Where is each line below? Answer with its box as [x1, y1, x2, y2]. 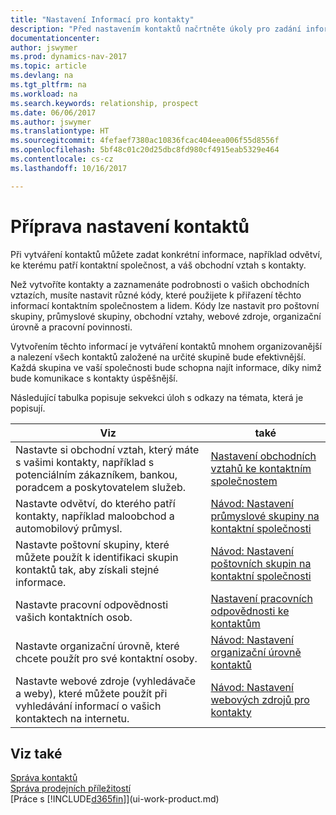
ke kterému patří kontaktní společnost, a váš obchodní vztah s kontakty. [10, 259, 307, 271]
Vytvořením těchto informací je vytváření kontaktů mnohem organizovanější [10, 340, 322, 352]
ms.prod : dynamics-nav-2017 [10, 52, 128, 62]
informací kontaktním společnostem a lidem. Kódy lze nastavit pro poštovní [10, 299, 320, 311]
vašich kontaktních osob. [15, 610, 133, 624]
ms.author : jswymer [10, 117, 92, 127]
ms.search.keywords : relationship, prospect [10, 98, 199, 108]
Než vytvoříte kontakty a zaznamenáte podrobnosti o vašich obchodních [10, 278, 310, 290]
